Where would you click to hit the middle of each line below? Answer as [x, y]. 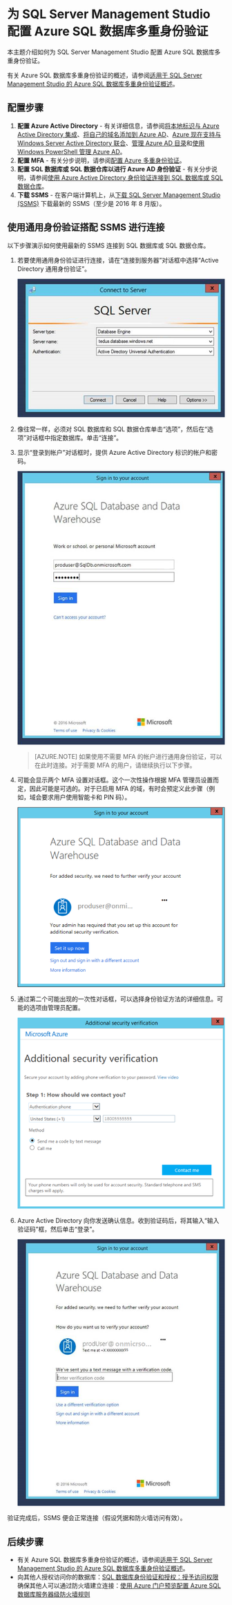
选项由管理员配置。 [57, 1008]
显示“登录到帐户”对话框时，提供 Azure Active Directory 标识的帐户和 [114, 452]
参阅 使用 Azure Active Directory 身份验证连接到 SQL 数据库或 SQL [129, 178]
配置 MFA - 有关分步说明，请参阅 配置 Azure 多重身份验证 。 [101, 160]
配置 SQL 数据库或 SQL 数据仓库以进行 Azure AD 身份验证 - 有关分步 [114, 169]
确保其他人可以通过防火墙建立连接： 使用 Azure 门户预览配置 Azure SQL [119, 1585]
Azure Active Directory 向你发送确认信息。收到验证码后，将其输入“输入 [118, 1220]
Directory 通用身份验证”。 [54, 269]
